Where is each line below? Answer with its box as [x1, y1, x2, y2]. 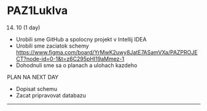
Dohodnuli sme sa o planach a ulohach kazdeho [15, 62, 138, 69]
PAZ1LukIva [7, 4, 68, 18]
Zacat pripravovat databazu [15, 91, 87, 99]
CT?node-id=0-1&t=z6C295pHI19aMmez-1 [15, 55, 125, 62]
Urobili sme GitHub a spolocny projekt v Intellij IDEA [15, 35, 147, 43]
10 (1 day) [15, 24, 41, 31]
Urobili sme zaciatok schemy [15, 42, 90, 49]
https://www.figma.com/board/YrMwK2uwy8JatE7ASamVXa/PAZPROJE [15, 48, 198, 56]
